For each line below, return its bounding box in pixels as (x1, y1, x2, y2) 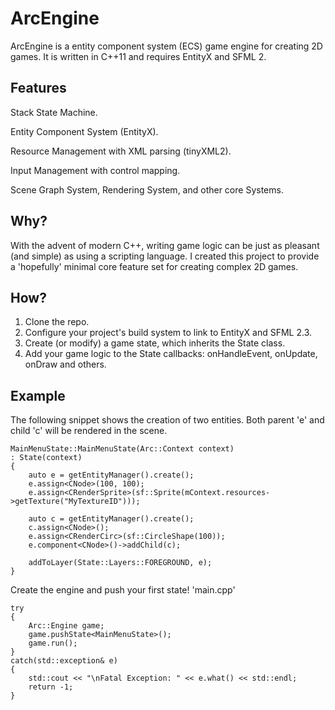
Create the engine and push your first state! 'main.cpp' (10, 584, 236, 596)
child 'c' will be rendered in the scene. (10, 425, 168, 437)
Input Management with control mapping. (10, 164, 181, 176)
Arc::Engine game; (28, 621, 105, 631)
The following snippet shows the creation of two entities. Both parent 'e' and (10, 414, 325, 426)
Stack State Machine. (10, 106, 98, 118)
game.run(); (28, 638, 78, 649)
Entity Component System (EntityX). (10, 125, 159, 137)
